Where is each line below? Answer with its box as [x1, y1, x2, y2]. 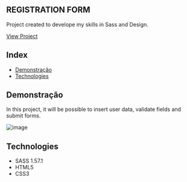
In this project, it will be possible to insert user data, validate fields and [6, 105, 182, 113]
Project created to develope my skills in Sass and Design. [6, 20, 149, 28]
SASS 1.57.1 [14, 157, 43, 165]
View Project [6, 33, 38, 40]
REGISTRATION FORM [6, 5, 90, 15]
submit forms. [6, 112, 41, 119]
